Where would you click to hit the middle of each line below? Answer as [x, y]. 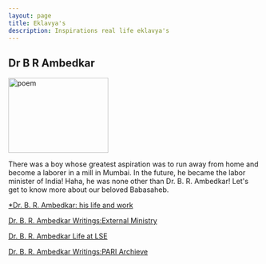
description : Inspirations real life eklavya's [89, 30]
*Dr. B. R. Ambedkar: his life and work [71, 206]
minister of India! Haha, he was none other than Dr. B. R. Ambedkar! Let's [129, 182]
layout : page [30, 16]
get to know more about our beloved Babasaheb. [89, 190]
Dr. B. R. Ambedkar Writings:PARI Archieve [78, 252]
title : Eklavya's [37, 23]
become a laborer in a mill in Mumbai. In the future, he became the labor [127, 173]
